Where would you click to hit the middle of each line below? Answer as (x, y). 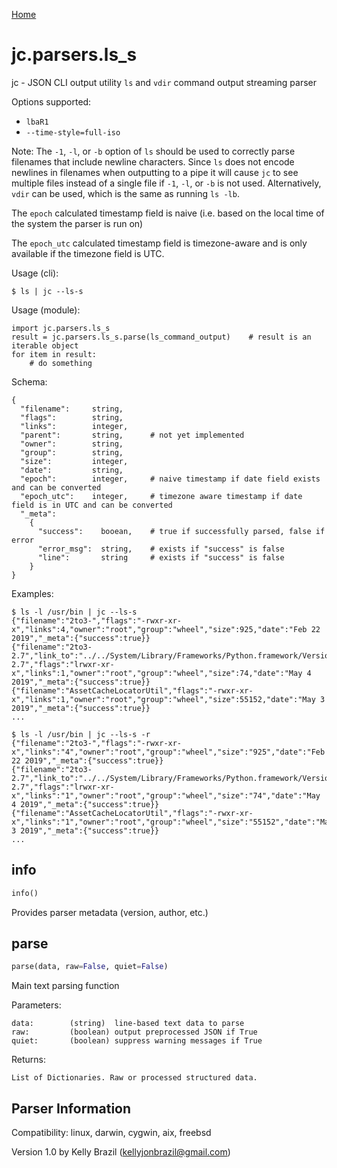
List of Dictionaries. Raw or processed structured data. (134, 1078)
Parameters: (36, 1005)
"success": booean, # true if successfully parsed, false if (181, 531)
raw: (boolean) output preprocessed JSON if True (134, 1032)
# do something (61, 363)
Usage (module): (46, 310)
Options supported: (51, 101)
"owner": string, (72, 444)
